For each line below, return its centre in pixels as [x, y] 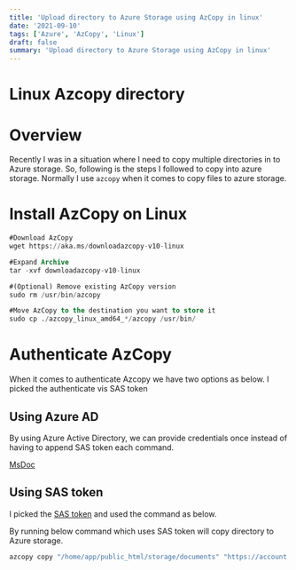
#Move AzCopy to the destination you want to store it [113, 311]
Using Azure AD [54, 417]
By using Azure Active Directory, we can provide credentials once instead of [148, 438]
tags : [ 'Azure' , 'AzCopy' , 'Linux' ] [77, 34]
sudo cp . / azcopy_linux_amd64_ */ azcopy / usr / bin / [103, 319]
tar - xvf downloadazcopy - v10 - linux [75, 270]
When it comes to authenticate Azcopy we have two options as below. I [139, 379]
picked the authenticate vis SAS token [78, 389]
